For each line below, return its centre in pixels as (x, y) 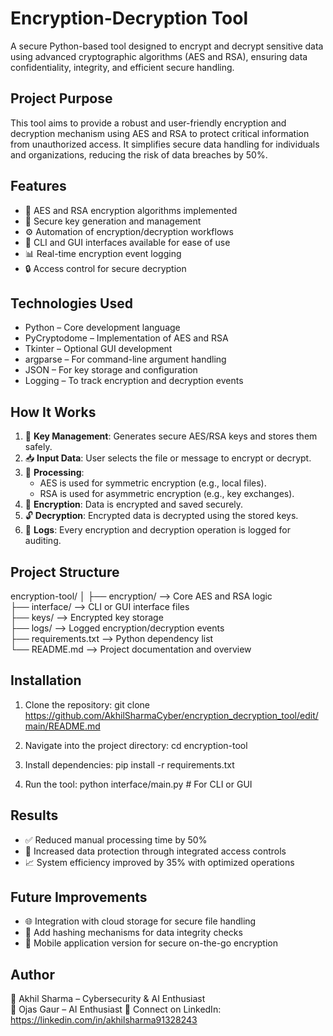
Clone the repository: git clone (87, 704)
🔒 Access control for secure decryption (105, 268)
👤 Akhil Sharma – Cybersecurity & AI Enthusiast (108, 999)
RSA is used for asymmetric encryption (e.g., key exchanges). (167, 494)
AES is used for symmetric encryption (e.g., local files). (153, 483)
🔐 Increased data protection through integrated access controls (155, 851)
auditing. (43, 541)
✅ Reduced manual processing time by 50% (116, 839)
